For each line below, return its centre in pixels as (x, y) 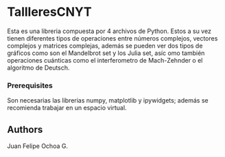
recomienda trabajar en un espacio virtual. (67, 108)
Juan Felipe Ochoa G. (38, 146)
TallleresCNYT (49, 12)
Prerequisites (30, 85)
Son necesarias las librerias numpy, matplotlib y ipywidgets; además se (108, 101)
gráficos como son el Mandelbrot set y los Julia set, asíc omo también (106, 53)
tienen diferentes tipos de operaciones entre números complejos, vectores (113, 38)
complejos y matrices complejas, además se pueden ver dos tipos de (105, 45)
